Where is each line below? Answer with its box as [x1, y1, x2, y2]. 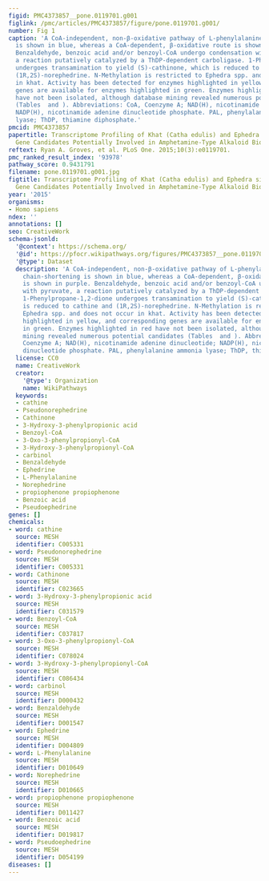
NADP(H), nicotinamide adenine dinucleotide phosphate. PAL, [15, 109, 224, 117]
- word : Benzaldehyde [8, 704, 81, 713]
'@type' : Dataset [15, 257, 74, 265]
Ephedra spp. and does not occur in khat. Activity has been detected [22, 309, 263, 317]
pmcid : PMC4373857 [8, 123, 70, 131]
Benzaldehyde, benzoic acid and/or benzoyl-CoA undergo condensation [15, 49, 252, 57]
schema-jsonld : [8, 235, 59, 243]
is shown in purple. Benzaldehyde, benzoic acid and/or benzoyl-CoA [22, 280, 256, 288]
